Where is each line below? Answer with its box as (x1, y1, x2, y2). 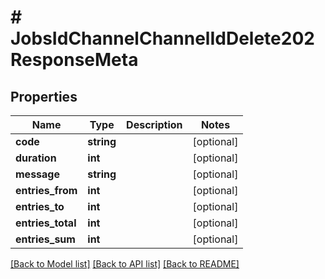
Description (126, 118, 183, 131)
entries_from (15, 184, 78, 197)
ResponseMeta (10, 49, 139, 71)
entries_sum (15, 232, 76, 246)
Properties (10, 88, 78, 105)
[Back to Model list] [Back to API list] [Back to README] (10, 258, 240, 270)
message (15, 167, 60, 181)
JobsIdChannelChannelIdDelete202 (10, 27, 315, 50)
